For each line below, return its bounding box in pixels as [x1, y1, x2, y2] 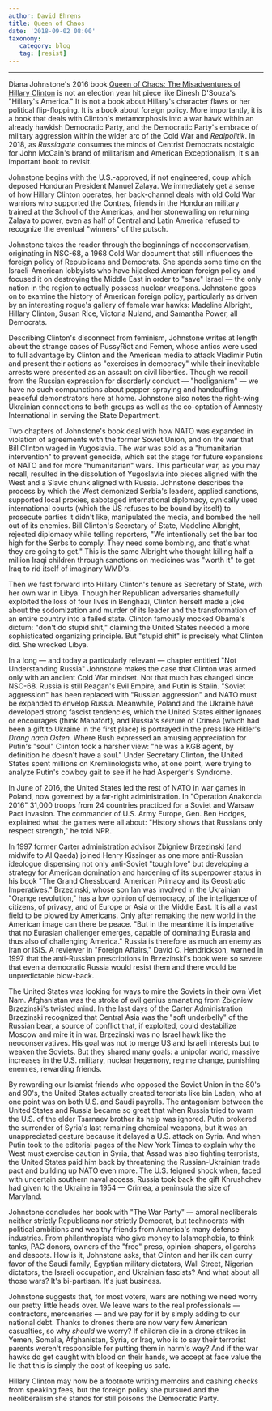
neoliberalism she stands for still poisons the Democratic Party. [8, 1394, 219, 1403]
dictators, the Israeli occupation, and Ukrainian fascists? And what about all [8, 1268, 260, 1277]
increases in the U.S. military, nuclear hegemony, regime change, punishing [8, 1055, 261, 1065]
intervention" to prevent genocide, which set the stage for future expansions [8, 452, 264, 462]
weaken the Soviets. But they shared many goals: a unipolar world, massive [8, 1047, 261, 1056]
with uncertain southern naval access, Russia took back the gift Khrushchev [8, 1174, 261, 1183]
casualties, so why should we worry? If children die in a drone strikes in [8, 1326, 247, 1336]
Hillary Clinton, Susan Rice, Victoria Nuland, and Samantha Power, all [8, 309, 238, 318]
